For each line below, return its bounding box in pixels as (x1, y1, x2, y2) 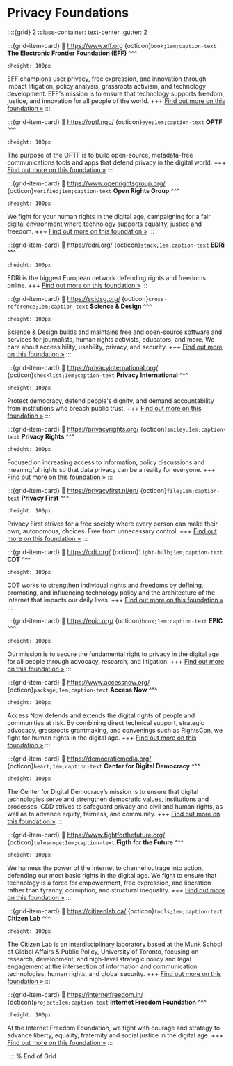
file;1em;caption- (166, 487, 220, 494)
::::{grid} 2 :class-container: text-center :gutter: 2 (7, 28, 148, 36)
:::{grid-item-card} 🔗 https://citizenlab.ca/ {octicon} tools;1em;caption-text (7, 906, 223, 915)
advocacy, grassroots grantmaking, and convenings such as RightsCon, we (7, 726, 223, 734)
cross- (148, 296, 168, 303)
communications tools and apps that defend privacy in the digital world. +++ (7, 158, 227, 167)
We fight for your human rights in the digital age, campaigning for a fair (7, 212, 211, 220)
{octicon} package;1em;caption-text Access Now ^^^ (7, 685, 158, 694)
